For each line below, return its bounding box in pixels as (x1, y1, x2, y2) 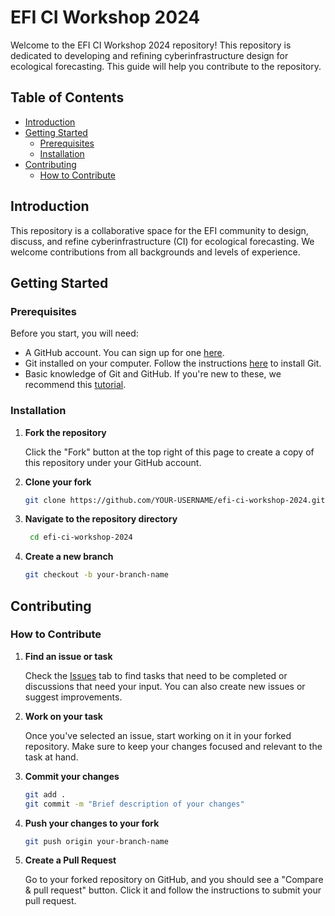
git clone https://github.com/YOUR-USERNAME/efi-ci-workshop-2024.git (24, 495, 326, 505)
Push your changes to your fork (24, 817, 160, 829)
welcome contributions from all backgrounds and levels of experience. (10, 246, 301, 258)
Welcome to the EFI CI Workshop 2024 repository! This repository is (10, 39, 292, 51)
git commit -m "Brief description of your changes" (24, 799, 245, 809)
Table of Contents (10, 89, 125, 106)
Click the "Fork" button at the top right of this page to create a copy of (24, 446, 315, 458)
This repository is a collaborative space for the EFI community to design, (10, 224, 309, 236)
